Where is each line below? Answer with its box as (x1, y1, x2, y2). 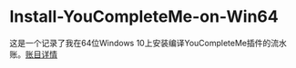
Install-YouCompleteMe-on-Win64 (9, 6, 280, 27)
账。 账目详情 (9, 48, 57, 60)
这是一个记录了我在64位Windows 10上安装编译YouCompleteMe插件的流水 (9, 37, 287, 48)
